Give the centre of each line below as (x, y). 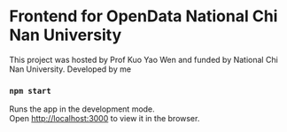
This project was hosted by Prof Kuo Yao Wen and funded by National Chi (144, 59)
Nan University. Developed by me (70, 69)
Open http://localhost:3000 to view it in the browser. (105, 119)
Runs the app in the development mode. (82, 109)
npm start (30, 91)
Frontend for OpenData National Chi (143, 16)
